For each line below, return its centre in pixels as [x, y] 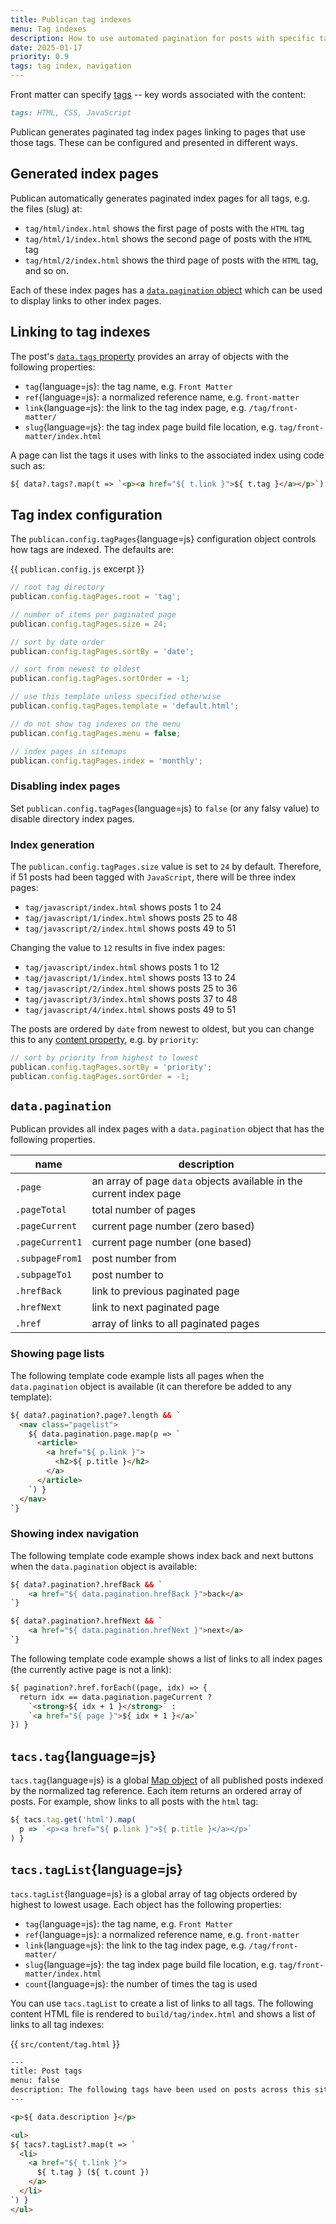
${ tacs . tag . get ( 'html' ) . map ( [73, 1820]
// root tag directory [57, 587]
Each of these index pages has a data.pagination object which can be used [166, 290]
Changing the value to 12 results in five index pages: [118, 948]
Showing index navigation [75, 1534]
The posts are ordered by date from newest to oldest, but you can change [162, 1029]
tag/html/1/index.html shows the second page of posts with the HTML [168, 238]
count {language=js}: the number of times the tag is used [141, 1983]
